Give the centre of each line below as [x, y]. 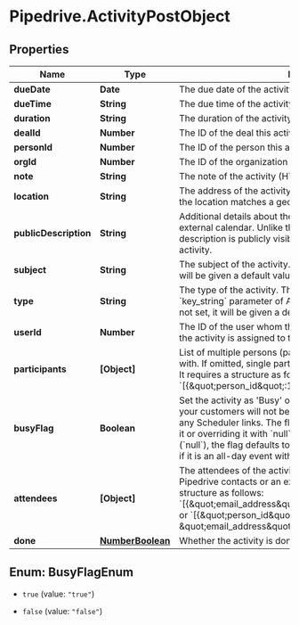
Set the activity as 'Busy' [231, 400]
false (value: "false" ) [62, 611]
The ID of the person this [231, 147]
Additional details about [229, 216]
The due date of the [220, 89]
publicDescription [53, 233]
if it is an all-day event [226, 456]
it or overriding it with [224, 434]
